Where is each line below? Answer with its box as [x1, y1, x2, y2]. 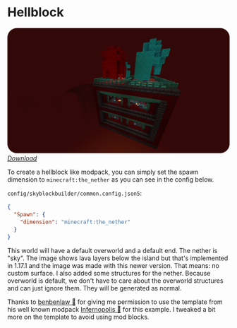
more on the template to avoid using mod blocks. [7, 312, 150, 321]
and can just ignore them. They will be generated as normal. [7, 283, 182, 292]
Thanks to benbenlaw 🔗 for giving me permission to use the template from [7, 298, 224, 306]
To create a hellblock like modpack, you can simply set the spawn [7, 168, 199, 177]
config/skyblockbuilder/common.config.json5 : [7, 189, 142, 198]
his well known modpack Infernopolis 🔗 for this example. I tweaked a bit [7, 305, 216, 313]
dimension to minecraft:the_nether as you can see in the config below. [7, 175, 214, 184]
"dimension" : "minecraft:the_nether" [20, 218, 131, 226]
